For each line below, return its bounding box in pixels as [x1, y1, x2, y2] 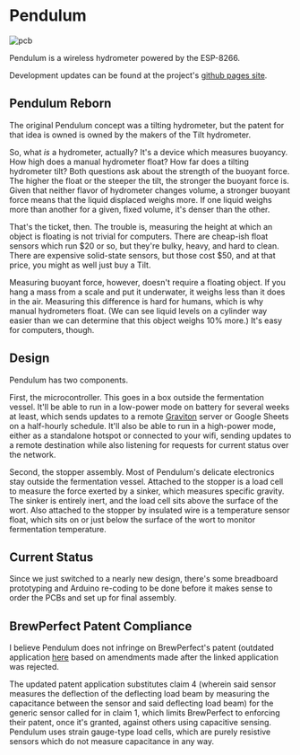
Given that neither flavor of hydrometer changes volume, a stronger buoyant [9, 185, 291, 196]
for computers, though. [9, 324, 95, 335]
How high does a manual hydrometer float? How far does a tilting [9, 156, 249, 167]
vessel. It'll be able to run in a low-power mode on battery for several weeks [9, 401, 290, 412]
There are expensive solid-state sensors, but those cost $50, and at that [9, 250, 276, 260]
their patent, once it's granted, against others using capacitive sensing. [9, 717, 271, 728]
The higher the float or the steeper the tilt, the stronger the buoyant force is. [9, 175, 289, 186]
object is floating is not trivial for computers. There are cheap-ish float [9, 231, 269, 241]
